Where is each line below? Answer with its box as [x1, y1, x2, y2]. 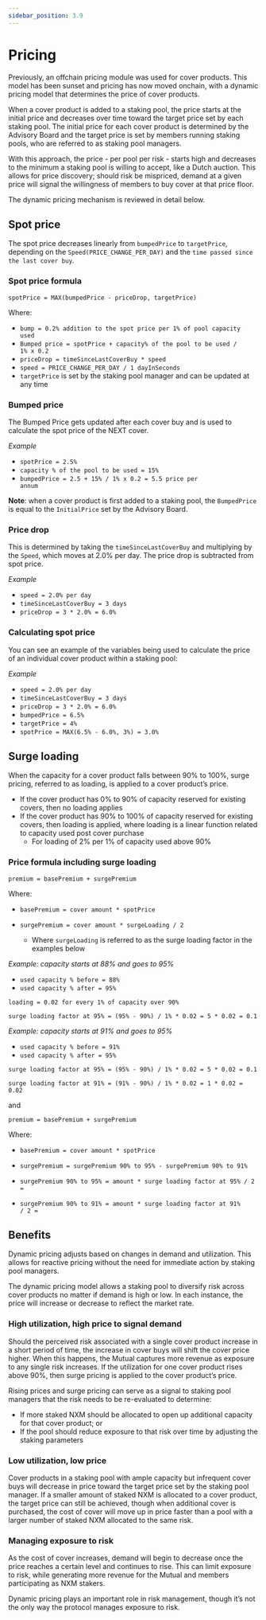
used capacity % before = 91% [19, 1043, 121, 1051]
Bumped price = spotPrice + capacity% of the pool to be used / [19, 340, 237, 348]
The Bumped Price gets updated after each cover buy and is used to [8, 417, 233, 427]
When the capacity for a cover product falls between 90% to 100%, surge [8, 771, 250, 780]
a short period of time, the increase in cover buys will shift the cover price [8, 1345, 250, 1354]
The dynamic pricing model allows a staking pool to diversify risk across [8, 1282, 245, 1291]
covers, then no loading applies [19, 803, 123, 813]
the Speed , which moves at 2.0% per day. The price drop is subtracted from [8, 551, 254, 560]
